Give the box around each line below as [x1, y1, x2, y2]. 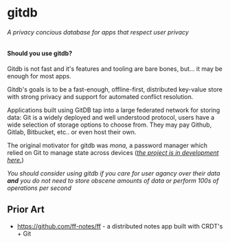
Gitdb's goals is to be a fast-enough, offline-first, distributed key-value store [7, 85, 223, 94]
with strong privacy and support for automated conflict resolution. [7, 93, 194, 101]
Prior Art [7, 204, 45, 215]
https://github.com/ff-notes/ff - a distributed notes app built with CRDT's [16, 222, 223, 230]
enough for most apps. [7, 72, 72, 80]
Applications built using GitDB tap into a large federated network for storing [7, 106, 220, 114]
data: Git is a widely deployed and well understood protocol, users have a [7, 114, 215, 121]
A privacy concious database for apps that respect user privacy [7, 28, 189, 36]
